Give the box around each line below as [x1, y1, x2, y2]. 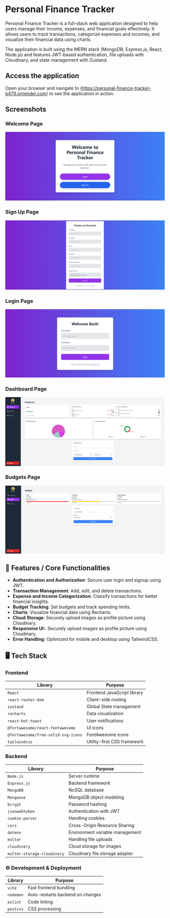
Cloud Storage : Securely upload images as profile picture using [12, 615, 146, 621]
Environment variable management [68, 829, 141, 835]
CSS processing [27, 905, 62, 911]
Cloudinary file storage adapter [68, 850, 133, 856]
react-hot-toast [7, 718, 42, 724]
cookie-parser [7, 816, 37, 821]
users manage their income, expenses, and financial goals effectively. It [5, 25, 155, 31]
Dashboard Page [5, 385, 47, 392]
